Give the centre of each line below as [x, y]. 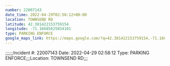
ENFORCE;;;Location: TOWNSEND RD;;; [47, 58]
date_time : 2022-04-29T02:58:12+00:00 [46, 15]
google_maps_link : [25, 39]
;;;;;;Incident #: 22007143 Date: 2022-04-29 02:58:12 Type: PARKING [77, 53]
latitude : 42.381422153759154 [37, 24]
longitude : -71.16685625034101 [38, 29]
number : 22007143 [24, 10]
